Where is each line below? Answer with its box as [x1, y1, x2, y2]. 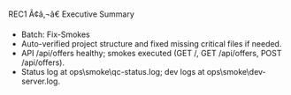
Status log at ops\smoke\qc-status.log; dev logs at [20, 67, 205, 77]
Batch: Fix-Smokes [20, 29, 90, 40]
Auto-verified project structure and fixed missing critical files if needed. [20, 39, 282, 48]
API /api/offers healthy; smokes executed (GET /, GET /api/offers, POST [20, 48, 282, 58]
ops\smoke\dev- [206, 67, 266, 77]
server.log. [20, 76, 61, 86]
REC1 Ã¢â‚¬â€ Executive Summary [8, 9, 134, 19]
